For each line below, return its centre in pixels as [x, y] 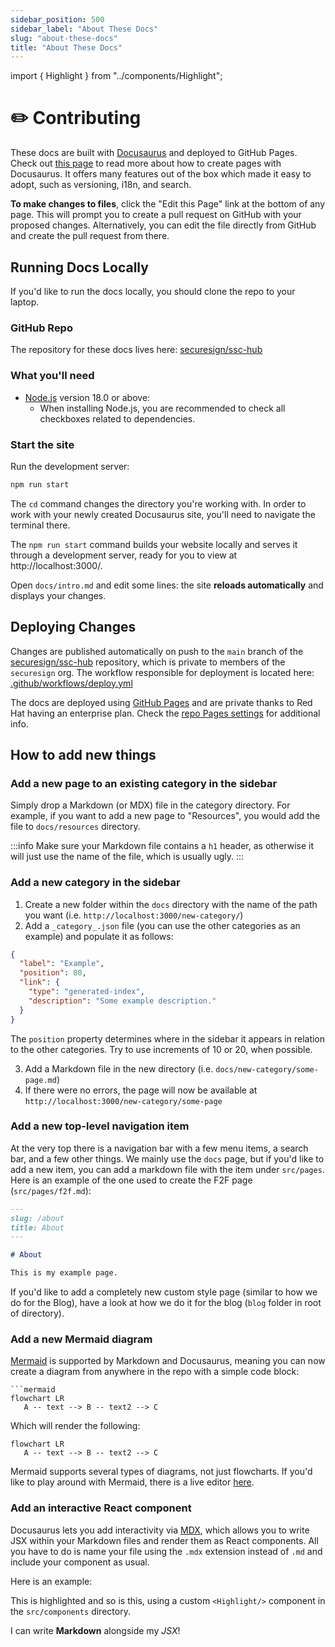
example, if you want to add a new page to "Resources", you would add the [165, 816]
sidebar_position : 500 [57, 19]
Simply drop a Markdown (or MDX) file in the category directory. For [150, 805]
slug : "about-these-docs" [64, 38]
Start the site [42, 444]
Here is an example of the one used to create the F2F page [131, 1180]
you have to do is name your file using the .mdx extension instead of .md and [166, 1551]
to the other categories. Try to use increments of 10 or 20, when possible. [161, 1049]
